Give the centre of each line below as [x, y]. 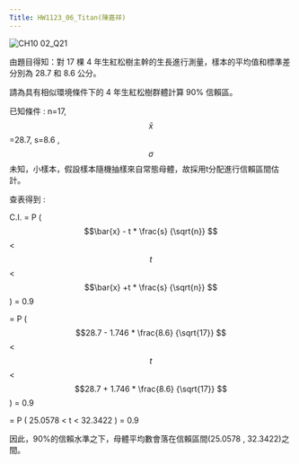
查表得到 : [27, 199]
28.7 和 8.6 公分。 [68, 73]
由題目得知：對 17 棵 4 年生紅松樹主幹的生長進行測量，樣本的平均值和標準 [146, 61]
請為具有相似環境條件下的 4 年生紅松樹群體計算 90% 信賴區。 [123, 92]
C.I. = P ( [26, 217]
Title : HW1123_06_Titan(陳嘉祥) [68, 18]
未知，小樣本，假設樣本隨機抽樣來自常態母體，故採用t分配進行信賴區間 [141, 169]
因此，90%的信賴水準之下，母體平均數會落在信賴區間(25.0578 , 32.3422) [145, 438]
